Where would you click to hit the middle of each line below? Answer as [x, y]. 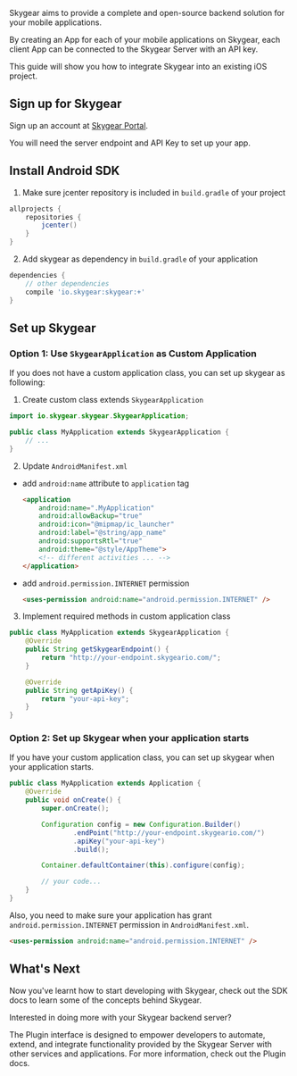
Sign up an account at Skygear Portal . [79, 125]
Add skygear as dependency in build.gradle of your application [140, 259]
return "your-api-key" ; [85, 699]
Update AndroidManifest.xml [74, 466]
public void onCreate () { [74, 800]
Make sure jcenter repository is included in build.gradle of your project [154, 192]
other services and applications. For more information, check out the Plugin [148, 1054]
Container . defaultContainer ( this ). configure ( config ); [143, 865]
